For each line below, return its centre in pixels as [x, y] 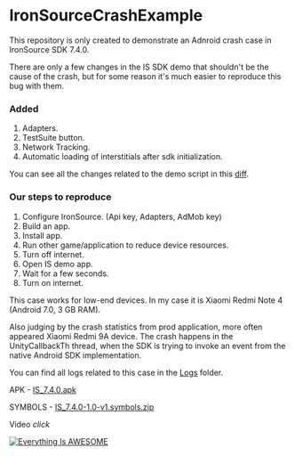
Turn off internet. [53, 254]
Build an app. [46, 226]
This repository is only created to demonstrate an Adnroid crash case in [140, 40]
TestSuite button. [53, 138]
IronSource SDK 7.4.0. [49, 49]
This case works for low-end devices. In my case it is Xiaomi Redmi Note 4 [146, 300]
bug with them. [37, 85]
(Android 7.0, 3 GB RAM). [55, 309]
